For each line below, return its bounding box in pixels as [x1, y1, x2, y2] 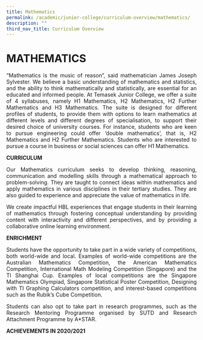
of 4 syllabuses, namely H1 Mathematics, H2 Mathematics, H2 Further [6, 97, 197, 105]
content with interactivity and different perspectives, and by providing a [6, 216, 197, 224]
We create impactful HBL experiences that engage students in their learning [6, 203, 197, 211]
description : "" [6, 20, 47, 26]
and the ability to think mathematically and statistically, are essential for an [6, 85, 197, 92]
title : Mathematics [6, 8, 56, 15]
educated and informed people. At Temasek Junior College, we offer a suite [6, 91, 197, 99]
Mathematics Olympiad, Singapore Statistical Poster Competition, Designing [6, 278, 197, 286]
